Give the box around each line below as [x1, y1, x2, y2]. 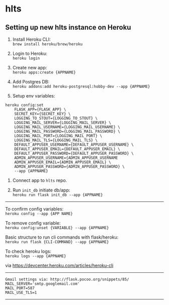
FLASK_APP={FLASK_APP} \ [14, 107, 66, 112]
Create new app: [12, 65, 47, 70]
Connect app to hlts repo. [12, 177, 67, 183]
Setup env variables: [12, 93, 55, 98]
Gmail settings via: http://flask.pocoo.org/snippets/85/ [5, 277, 129, 282]
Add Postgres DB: [12, 79, 50, 84]
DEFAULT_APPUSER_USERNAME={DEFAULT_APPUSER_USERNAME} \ [14, 142, 134, 147]
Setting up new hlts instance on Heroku [5, 23, 131, 32]
